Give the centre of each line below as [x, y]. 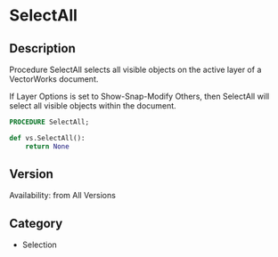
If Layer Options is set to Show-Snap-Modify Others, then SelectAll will [139, 96]
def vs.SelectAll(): [48, 138]
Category [36, 223]
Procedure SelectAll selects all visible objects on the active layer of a [135, 69]
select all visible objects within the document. [93, 106]
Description [42, 48]
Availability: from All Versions [62, 196]
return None [47, 146]
